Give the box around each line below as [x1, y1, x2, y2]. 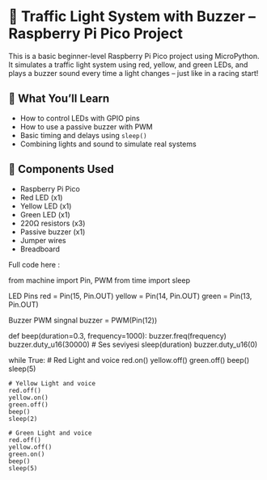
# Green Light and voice [8, 428, 92, 437]
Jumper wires [19, 235, 66, 245]
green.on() [8, 450, 45, 458]
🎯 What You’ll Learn [8, 92, 110, 106]
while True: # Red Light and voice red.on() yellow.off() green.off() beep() [8, 355, 250, 364]
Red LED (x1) [19, 192, 63, 202]
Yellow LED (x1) [19, 201, 72, 211]
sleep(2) [8, 415, 38, 423]
